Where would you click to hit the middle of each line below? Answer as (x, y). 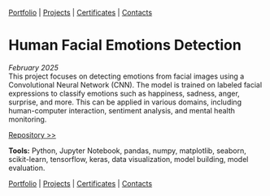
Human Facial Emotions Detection (125, 45)
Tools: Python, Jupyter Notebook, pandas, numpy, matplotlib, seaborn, (127, 151)
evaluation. (27, 168)
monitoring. (28, 119)
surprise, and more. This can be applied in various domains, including (125, 102)
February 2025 (33, 67)
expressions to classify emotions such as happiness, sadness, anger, (124, 93)
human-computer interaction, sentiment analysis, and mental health (122, 110)
